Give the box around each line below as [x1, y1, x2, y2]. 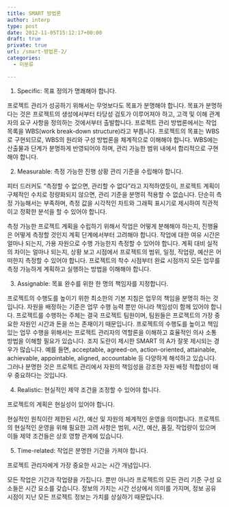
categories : [7, 55, 41, 62]
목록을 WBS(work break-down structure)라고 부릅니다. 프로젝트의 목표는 [7, 127, 204, 135]
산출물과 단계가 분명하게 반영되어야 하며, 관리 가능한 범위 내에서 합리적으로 [7, 144, 206, 152]
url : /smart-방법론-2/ [7, 49, 68, 55]
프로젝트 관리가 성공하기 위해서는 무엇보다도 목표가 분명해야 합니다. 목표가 [7, 101, 204, 110]
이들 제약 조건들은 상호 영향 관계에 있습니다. [7, 432, 124, 440]
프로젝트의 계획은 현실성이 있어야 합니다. [7, 400, 115, 408]
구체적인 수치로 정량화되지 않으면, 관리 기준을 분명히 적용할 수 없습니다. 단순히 [7, 190, 215, 199]
